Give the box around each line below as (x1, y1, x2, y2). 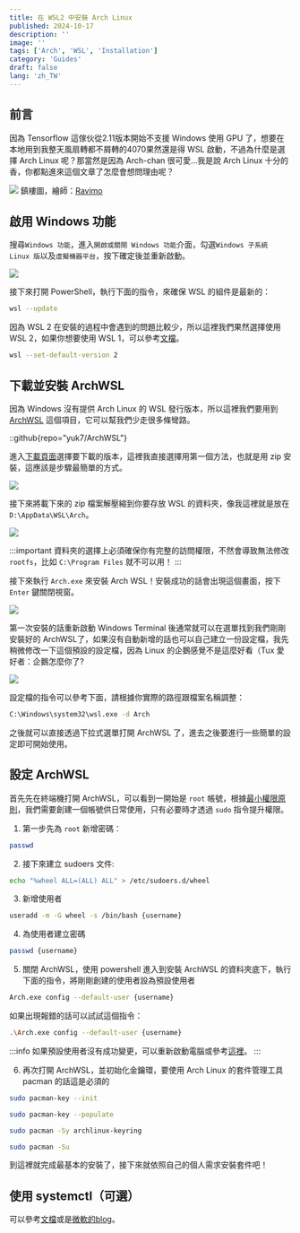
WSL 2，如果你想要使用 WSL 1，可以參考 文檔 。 (9, 333, 184, 343)
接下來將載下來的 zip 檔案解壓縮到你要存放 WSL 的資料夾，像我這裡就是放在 (9, 498, 290, 508)
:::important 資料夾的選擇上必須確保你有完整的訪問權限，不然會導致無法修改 (9, 544, 289, 556)
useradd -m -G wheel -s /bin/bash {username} (9, 911, 182, 920)
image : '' (9, 38, 47, 48)
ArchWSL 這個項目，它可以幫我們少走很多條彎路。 (9, 414, 195, 425)
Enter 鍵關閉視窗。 (9, 586, 79, 597)
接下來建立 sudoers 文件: (21, 858, 115, 869)
